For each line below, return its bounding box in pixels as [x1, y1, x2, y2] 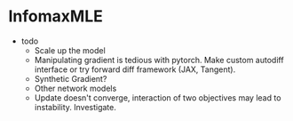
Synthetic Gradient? [34, 73, 107, 84]
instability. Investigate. [34, 101, 117, 112]
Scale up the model [34, 44, 106, 55]
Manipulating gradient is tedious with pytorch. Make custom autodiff [34, 54, 285, 65]
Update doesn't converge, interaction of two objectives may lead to [34, 92, 281, 103]
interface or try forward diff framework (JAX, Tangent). [34, 64, 236, 75]
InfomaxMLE [8, 6, 103, 27]
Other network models [34, 83, 117, 93]
